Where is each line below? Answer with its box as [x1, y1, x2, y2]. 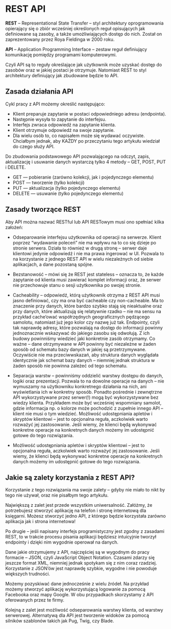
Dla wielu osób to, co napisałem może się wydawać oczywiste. [12, 132, 145, 139]
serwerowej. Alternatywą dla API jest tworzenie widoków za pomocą [5, 612, 150, 619]
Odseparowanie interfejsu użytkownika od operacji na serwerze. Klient [12, 234, 162, 240]
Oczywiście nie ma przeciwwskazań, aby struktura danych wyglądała [12, 351, 159, 358]
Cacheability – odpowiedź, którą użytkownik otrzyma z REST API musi [12, 292, 160, 298]
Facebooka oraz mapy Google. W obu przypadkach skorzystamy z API [5, 592, 154, 598]
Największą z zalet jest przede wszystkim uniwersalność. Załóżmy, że [5, 502, 153, 508]
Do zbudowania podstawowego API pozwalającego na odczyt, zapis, [5, 153, 151, 159]
